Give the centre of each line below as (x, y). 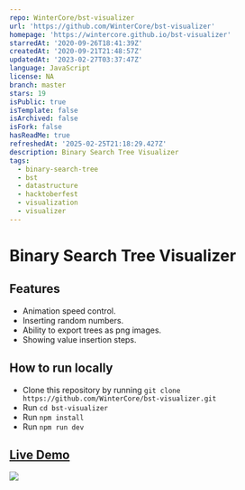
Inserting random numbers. (73, 320)
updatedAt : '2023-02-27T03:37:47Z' (76, 60)
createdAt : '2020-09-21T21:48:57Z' (76, 52)
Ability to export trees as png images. (92, 330)
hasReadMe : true (40, 136)
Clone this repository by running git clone (101, 390)
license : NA (32, 77)
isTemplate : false (44, 110)
